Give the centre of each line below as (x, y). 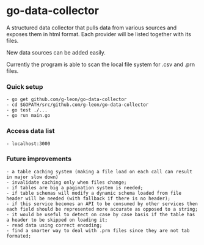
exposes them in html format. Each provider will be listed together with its (99, 34)
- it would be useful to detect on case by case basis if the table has (101, 214)
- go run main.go (28, 116)
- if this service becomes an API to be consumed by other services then (102, 204)
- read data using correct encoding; (54, 225)
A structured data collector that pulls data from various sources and (92, 28)
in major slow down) (33, 177)
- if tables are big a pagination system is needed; (75, 187)
